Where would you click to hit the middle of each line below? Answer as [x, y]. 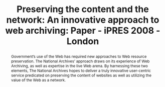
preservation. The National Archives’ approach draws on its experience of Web [80, 61]
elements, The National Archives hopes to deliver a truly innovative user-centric [81, 71]
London [83, 41]
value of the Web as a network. [38, 80]
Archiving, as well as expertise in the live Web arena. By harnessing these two [79, 66]
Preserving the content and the [83, 9]
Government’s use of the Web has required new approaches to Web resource [79, 56]
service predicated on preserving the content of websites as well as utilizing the [81, 75]
